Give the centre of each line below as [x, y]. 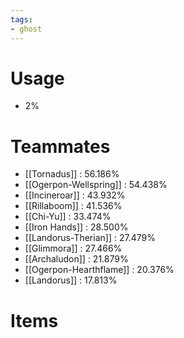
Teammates [60, 146]
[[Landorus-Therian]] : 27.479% [90, 238]
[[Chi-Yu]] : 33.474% [68, 217]
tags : [21, 19]
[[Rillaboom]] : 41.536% [73, 206]
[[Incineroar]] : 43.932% [75, 195]
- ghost [26, 29]
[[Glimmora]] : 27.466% [73, 248]
